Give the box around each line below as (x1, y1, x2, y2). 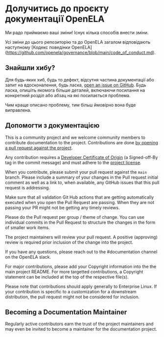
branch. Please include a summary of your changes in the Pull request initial (5, 174, 158, 180)
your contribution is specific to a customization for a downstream (5, 288, 137, 294)
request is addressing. (5, 184, 50, 190)
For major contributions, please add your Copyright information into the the (5, 263, 157, 269)
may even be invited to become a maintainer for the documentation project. (5, 326, 158, 332)
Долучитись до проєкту (5, 3, 109, 14)
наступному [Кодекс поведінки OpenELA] (5, 44, 92, 50)
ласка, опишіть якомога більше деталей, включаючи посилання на (5, 87, 145, 93)
